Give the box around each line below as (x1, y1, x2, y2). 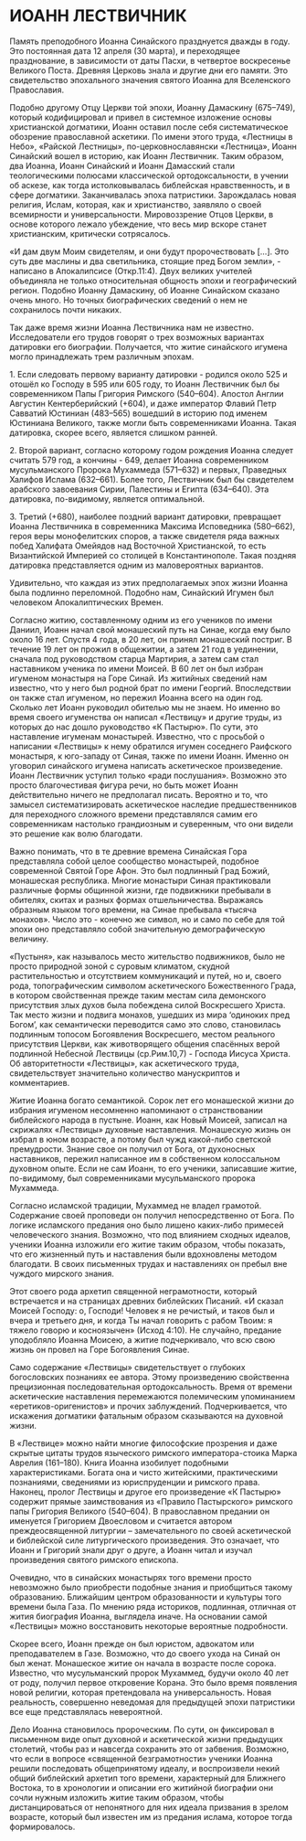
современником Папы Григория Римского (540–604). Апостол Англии (9, 388, 284, 399)
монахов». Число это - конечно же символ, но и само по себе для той (9, 913, 285, 924)
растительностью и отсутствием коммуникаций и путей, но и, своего (9, 970, 281, 981)
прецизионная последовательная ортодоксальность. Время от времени (9, 1381, 292, 1392)
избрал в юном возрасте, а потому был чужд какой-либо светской (9, 1133, 272, 1144)
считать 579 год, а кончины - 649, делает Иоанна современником (9, 454, 269, 465)
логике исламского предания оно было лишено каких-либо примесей (9, 1219, 284, 1230)
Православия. (9, 84, 65, 95)
